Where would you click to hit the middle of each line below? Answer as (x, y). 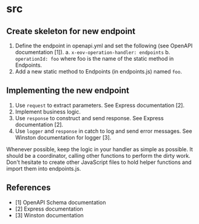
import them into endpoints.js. (44, 168)
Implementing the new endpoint (68, 91)
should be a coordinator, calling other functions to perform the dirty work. (98, 155)
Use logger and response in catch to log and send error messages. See (103, 131)
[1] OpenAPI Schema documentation (60, 202)
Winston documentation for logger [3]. (63, 137)
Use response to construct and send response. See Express (89, 118)
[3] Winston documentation (49, 215)
